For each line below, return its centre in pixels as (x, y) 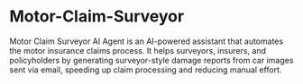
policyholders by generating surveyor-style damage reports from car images (151, 60)
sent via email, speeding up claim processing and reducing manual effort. (146, 70)
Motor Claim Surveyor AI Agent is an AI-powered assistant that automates (147, 41)
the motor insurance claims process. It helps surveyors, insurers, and (138, 50)
